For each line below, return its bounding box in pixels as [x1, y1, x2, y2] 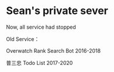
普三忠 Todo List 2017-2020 [6, 59, 73, 66]
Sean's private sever [6, 4, 109, 18]
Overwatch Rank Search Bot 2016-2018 [6, 47, 101, 54]
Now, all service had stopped [6, 23, 76, 30]
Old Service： [6, 35, 40, 42]
